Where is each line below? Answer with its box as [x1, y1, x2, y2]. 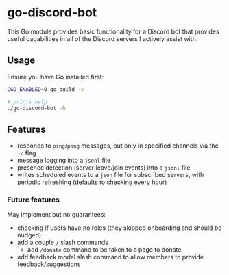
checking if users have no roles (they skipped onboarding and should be [16, 224, 222, 232]
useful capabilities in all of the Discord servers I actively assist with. [7, 34, 198, 42]
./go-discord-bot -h [7, 105, 67, 112]
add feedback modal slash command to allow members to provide [16, 253, 204, 261]
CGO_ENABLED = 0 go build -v [7, 86, 84, 93]
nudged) [16, 231, 42, 239]
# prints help [7, 98, 48, 105]
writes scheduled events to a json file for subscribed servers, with [16, 171, 204, 179]
